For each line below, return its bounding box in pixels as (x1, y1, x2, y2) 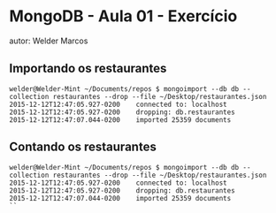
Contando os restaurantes (9, 140, 157, 155)
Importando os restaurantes (9, 61, 167, 76)
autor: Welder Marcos (9, 35, 88, 46)
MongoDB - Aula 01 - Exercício (9, 6, 238, 27)
